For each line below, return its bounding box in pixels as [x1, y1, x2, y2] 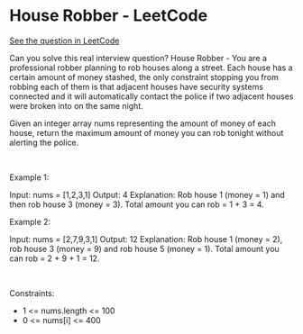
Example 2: [9, 216, 51, 227]
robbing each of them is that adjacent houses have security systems [9, 81, 264, 92]
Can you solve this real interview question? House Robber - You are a [9, 52, 268, 63]
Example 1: [9, 172, 50, 183]
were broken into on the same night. [9, 100, 144, 111]
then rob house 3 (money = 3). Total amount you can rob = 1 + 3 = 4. [9, 199, 264, 210]
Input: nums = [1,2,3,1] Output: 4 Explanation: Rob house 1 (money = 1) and [9, 189, 286, 200]
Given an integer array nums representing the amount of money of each [9, 118, 277, 129]
